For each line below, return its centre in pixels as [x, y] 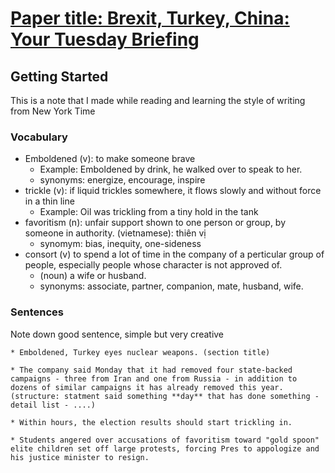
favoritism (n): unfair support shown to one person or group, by [155, 223]
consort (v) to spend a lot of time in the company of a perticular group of [174, 254]
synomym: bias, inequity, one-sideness [120, 244]
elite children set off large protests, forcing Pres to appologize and [165, 448]
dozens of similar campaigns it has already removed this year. [147, 387]
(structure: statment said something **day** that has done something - [165, 396]
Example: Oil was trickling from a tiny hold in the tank [149, 212]
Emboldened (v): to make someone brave [110, 159]
